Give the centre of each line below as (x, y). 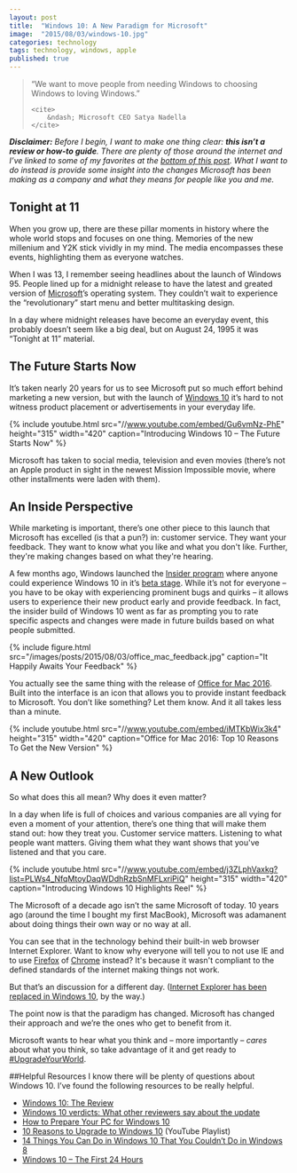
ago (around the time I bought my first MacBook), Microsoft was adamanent (148, 915)
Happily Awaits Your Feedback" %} (73, 666)
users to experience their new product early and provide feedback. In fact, (145, 602)
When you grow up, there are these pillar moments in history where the (139, 228)
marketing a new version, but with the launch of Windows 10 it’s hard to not (146, 397)
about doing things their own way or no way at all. (100, 924)
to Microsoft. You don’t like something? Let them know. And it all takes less (145, 702)
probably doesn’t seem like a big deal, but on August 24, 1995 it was (134, 329)
